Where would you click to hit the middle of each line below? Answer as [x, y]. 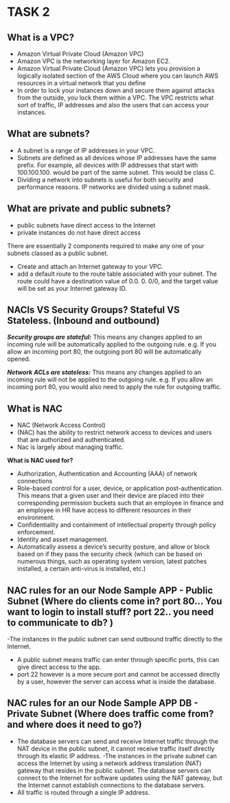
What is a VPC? [41, 37]
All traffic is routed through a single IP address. [83, 792]
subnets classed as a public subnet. [58, 253]
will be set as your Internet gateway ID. [72, 288]
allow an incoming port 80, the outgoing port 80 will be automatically [104, 352]
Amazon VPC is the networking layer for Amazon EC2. [93, 61]
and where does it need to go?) [74, 725]
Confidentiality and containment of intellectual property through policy [116, 525]
